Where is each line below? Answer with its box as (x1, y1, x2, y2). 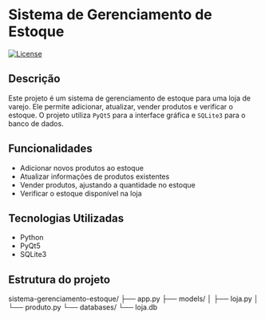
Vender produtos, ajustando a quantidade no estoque (19, 180, 196, 189)
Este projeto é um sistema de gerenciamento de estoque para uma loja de (8, 93, 251, 103)
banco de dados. (8, 118, 64, 128)
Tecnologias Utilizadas (8, 211, 125, 225)
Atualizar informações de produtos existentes (19, 172, 170, 181)
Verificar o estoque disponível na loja (19, 188, 142, 198)
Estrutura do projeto (8, 273, 110, 286)
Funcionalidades (8, 142, 93, 156)
